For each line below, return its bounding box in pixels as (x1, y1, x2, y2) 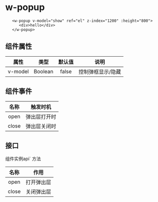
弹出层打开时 (25, 113, 57, 120)
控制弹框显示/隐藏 (78, 68, 122, 75)
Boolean (33, 68, 54, 75)
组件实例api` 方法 (5, 156, 42, 162)
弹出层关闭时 (25, 123, 57, 130)
